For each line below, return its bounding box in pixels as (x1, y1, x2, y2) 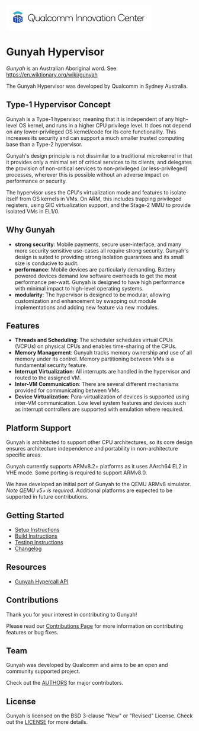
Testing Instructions (14, 539, 63, 545)
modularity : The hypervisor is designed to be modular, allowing (14, 291, 171, 298)
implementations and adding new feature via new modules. (14, 304, 159, 311)
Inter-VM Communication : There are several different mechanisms (14, 381, 179, 388)
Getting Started (6, 510, 65, 521)
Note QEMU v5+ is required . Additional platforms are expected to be (6, 487, 173, 494)
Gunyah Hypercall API (14, 577, 69, 585)
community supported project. (6, 668, 81, 675)
